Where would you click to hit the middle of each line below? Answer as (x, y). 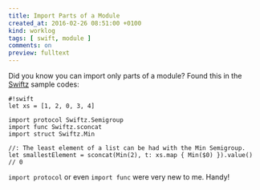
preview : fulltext (39, 53)
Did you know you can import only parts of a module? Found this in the (125, 76)
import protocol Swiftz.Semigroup (66, 120)
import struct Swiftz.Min (51, 134)
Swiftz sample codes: (44, 84)
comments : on (30, 46)
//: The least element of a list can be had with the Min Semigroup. (127, 148)
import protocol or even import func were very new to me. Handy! (119, 177)
